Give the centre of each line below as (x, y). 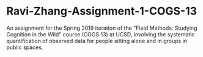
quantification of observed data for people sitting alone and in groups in (97, 41)
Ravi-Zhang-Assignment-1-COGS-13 (102, 11)
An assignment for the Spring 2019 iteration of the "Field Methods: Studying (102, 28)
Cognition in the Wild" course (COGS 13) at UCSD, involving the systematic (101, 34)
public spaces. (25, 47)
